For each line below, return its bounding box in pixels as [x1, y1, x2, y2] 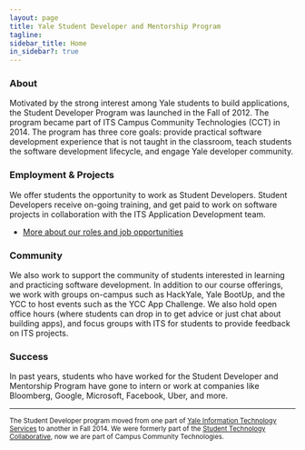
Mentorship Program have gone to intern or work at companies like [9, 381, 261, 392]
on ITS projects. [9, 328, 69, 339]
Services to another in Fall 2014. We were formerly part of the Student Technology [9, 425, 266, 434]
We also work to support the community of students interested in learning [9, 270, 286, 281]
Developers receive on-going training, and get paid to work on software [9, 199, 278, 210]
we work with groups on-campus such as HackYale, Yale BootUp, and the [9, 289, 286, 300]
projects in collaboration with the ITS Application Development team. [9, 208, 266, 219]
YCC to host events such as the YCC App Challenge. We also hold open [9, 299, 278, 310]
